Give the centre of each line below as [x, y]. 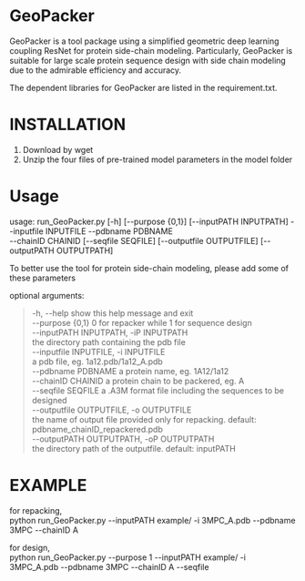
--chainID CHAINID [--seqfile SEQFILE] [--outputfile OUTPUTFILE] [134, 240]
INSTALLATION [67, 125]
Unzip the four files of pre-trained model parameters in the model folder [158, 159]
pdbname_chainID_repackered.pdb [97, 429]
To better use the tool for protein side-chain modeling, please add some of [149, 268]
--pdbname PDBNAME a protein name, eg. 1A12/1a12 [130, 371]
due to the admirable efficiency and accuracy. [96, 70]
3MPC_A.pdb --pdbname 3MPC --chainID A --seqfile [109, 566]
